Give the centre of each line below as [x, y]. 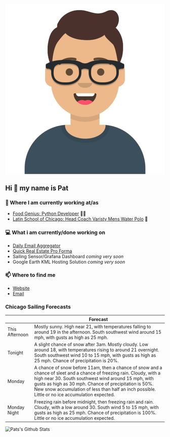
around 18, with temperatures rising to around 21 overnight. [97, 350]
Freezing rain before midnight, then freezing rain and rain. [94, 402]
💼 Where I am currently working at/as [52, 202]
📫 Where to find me [30, 275]
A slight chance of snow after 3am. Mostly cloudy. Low [91, 345]
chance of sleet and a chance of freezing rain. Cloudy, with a [97, 373]
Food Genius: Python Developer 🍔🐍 [49, 214]
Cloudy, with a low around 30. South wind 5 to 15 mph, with [96, 407]
